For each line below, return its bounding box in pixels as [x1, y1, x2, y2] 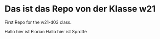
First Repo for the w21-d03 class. [4, 19, 72, 25]
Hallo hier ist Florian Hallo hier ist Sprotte [4, 28, 87, 34]
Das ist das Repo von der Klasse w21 [4, 3, 156, 14]
